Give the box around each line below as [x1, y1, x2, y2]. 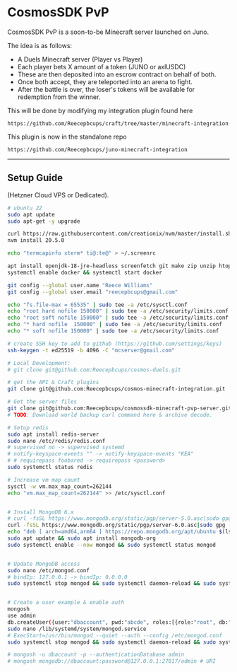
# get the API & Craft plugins [7, 379, 99, 386]
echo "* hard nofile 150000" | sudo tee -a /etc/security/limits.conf [7, 321, 222, 328]
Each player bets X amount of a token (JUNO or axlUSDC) [17, 62, 186, 71]
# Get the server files [7, 398, 78, 405]
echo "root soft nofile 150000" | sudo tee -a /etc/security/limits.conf [7, 314, 229, 322]
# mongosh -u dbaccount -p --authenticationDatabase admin [7, 651, 185, 659]
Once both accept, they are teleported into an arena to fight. [17, 77, 193, 86]
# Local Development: [7, 359, 71, 366]
